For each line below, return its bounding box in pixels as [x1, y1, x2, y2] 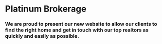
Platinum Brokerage [5, 3, 87, 15]
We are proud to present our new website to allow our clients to [5, 21, 157, 28]
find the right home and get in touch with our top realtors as [5, 27, 149, 33]
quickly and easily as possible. [5, 33, 79, 40]
